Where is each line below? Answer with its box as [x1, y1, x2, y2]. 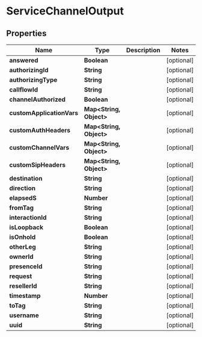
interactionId [9, 214, 47, 221]
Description [126, 46, 161, 54]
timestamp [9, 292, 41, 300]
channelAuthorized [9, 95, 66, 104]
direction [9, 184, 36, 192]
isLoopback [9, 223, 44, 231]
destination [9, 175, 43, 182]
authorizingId [9, 66, 49, 74]
